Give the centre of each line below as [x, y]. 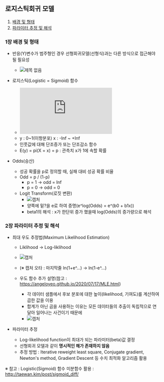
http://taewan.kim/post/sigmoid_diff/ [42, 374]
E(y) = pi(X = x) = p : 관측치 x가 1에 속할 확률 [63, 151]
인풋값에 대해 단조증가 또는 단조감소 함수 [58, 144]
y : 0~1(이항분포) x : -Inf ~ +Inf [50, 138]
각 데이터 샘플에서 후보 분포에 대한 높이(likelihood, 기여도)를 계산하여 [93, 294]
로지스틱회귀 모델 [30, 9]
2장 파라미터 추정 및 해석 [32, 226]
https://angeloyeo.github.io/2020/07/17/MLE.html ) [70, 284]
